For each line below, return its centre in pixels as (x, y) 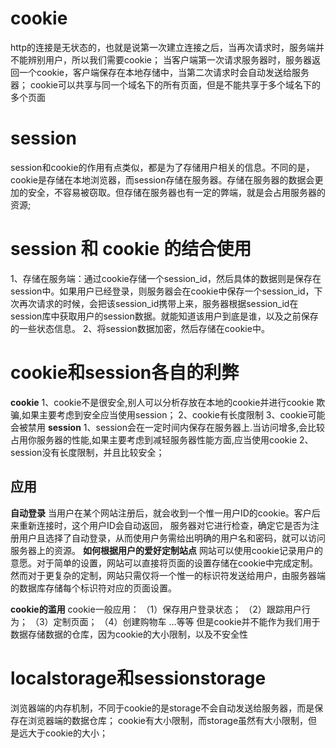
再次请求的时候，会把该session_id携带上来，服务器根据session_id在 (158, 303)
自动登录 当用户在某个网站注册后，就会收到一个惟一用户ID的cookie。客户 (161, 513)
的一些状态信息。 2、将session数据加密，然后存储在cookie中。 (140, 328)
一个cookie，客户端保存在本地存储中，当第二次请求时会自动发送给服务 (164, 72)
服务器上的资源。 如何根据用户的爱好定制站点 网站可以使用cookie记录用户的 (166, 550)
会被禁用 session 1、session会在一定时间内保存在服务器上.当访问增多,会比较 (167, 427)
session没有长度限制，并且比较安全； (87, 452)
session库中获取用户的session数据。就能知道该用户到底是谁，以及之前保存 (164, 316)
